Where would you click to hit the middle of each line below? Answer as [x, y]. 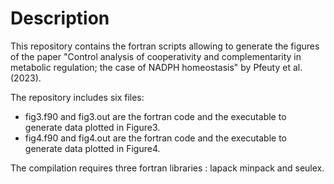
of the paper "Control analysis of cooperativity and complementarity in [156, 56]
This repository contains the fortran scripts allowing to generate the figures [165, 46]
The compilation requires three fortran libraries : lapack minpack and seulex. [167, 168]
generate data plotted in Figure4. [92, 148]
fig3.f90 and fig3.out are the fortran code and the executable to [155, 116]
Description [60, 18]
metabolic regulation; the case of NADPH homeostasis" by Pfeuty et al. [156, 67]
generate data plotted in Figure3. [92, 127]
